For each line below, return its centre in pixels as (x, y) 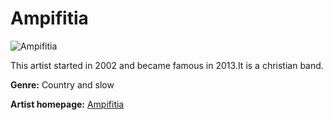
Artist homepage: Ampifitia (67, 104)
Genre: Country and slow (62, 84)
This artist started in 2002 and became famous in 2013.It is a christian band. (167, 65)
